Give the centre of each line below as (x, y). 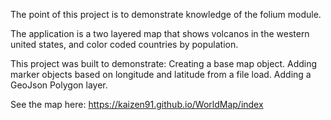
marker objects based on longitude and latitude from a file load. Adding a (161, 74)
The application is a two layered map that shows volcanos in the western (160, 33)
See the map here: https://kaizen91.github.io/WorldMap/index (137, 104)
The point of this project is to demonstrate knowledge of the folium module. (166, 14)
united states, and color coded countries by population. (124, 44)
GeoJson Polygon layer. (59, 85)
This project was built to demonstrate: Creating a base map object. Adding (164, 63)
